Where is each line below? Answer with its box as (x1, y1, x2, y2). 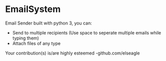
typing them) (12, 35, 39, 41)
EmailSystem (5, 3, 61, 15)
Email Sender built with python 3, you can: (5, 20, 92, 26)
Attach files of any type (12, 40, 61, 46)
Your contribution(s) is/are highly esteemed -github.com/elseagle (5, 50, 140, 56)
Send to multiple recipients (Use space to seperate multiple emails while (12, 29, 161, 35)
